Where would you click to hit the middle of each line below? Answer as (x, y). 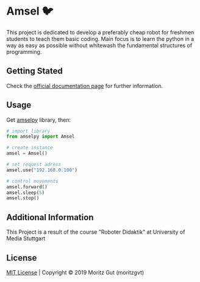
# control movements (33, 181)
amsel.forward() (27, 187)
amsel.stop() (23, 198)
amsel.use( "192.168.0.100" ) (42, 170)
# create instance (30, 148)
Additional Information (50, 217)
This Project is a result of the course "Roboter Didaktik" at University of (96, 232)
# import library (28, 131)
